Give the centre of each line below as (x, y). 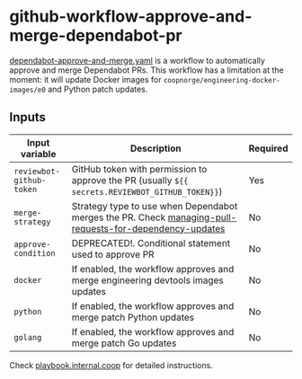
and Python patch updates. (98, 89)
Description (155, 148)
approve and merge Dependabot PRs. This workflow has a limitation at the (147, 70)
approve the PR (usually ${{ (130, 180)
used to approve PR (113, 254)
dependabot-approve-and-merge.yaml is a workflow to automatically (137, 60)
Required (268, 148)
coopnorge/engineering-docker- (222, 80)
